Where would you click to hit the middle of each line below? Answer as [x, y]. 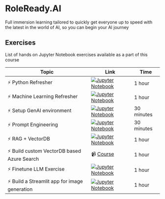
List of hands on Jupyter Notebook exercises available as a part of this [77, 54]
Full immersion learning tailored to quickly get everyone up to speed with [79, 22]
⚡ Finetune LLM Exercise [36, 169]
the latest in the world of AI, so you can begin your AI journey [67, 27]
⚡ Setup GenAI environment [40, 111]
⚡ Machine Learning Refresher [43, 97]
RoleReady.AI [33, 9]
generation [20, 189]
